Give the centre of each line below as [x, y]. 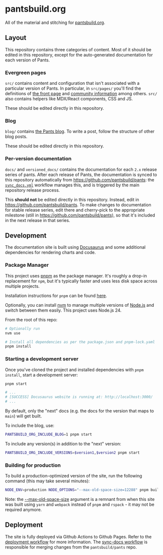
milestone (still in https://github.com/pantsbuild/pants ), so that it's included [80, 215]
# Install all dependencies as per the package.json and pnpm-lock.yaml [80, 342]
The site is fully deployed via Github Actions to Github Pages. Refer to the [78, 536]
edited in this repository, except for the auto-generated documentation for [79, 55]
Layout [16, 38]
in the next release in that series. [38, 220]
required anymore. [24, 509]
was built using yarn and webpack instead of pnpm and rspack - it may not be [80, 504]
